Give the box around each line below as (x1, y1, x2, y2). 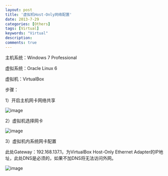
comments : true (5, 40, 37, 45)
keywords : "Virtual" (5, 31, 49, 36)
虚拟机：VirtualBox (5, 76, 44, 82)
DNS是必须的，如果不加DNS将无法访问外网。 (22, 155, 116, 161)
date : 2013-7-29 (5, 17, 39, 22)
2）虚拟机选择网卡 (5, 118, 44, 124)
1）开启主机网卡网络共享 (5, 97, 56, 103)
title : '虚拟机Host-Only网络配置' (5, 12, 72, 17)
